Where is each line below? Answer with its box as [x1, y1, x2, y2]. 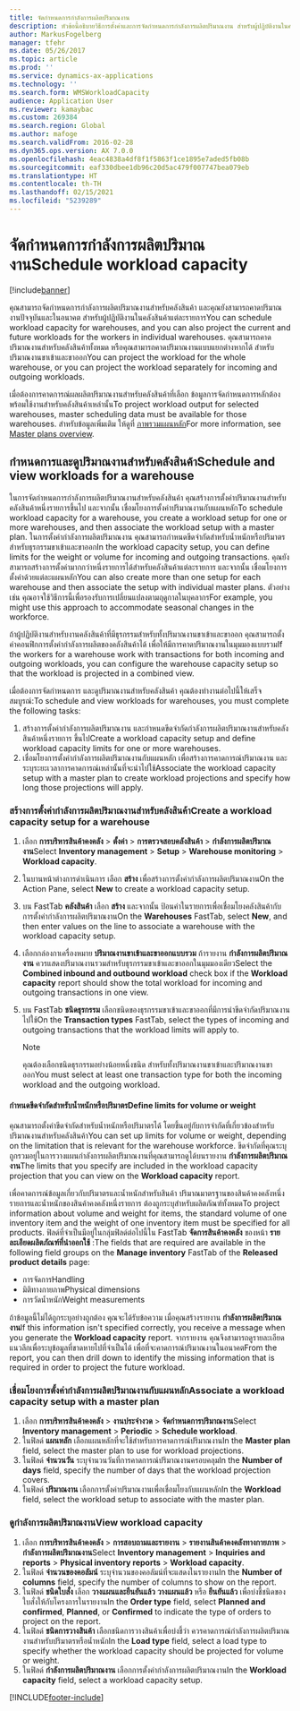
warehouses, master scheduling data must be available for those [9, 408, 247, 419]
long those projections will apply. [21, 782, 144, 792]
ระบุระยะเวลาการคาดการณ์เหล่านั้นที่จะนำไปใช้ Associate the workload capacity [21, 762, 277, 773]
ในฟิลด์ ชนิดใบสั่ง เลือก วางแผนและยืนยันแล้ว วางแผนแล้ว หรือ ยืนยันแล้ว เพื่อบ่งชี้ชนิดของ [21, 1586, 286, 1596]
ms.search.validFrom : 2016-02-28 [9, 138, 134, 147]
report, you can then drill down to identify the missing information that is [9, 1353, 275, 1364]
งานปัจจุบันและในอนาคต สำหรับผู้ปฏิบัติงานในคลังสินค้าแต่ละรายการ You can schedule [9, 312, 272, 322]
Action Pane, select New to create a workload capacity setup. [21, 883, 250, 894]
